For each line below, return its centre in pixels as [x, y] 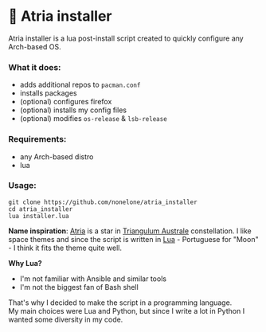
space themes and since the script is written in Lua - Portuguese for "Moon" [133, 239]
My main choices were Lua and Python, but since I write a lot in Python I [127, 311]
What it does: [35, 67]
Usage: [23, 186]
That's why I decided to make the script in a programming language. [120, 303]
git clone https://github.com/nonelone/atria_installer [103, 202]
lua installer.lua [39, 216]
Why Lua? [25, 263]
